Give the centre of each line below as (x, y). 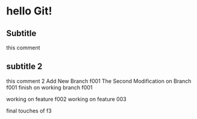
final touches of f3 (29, 111)
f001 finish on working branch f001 (49, 87)
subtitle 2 (24, 66)
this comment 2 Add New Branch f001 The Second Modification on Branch (99, 81)
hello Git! (29, 11)
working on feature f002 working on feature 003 (66, 99)
